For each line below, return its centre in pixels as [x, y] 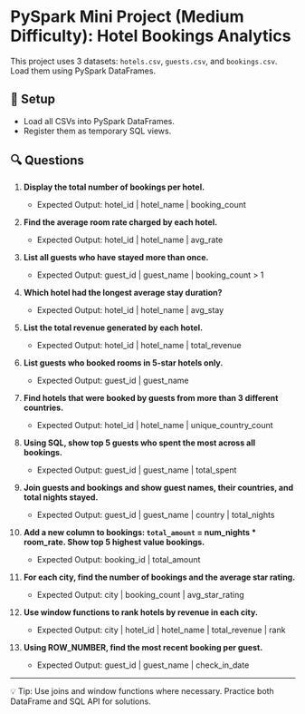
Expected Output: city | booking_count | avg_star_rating [141, 594]
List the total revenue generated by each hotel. [113, 328]
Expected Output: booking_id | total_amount [119, 559]
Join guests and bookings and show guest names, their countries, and [158, 487]
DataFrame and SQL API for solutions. [81, 701]
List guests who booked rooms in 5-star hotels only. [123, 362]
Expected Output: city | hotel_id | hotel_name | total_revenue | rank [161, 630]
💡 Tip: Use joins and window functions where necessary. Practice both [142, 690]
